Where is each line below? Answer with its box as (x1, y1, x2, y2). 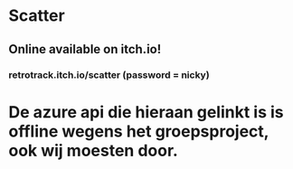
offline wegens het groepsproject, (8, 121, 269, 141)
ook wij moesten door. (8, 140, 178, 161)
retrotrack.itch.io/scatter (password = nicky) (8, 69, 210, 81)
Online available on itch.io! (8, 42, 162, 57)
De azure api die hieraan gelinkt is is (8, 101, 284, 122)
